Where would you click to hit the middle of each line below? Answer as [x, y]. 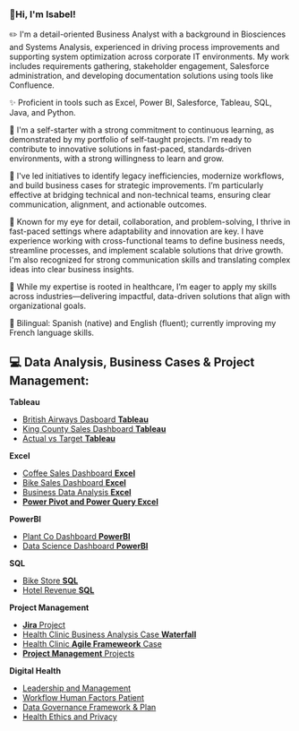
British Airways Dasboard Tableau [85, 419]
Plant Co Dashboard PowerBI [76, 537]
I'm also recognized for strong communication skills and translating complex [150, 260]
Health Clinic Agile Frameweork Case [92, 644]
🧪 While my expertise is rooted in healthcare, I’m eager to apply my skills [143, 287]
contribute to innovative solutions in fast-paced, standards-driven [131, 149]
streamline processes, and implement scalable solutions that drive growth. [146, 251]
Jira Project [43, 625]
